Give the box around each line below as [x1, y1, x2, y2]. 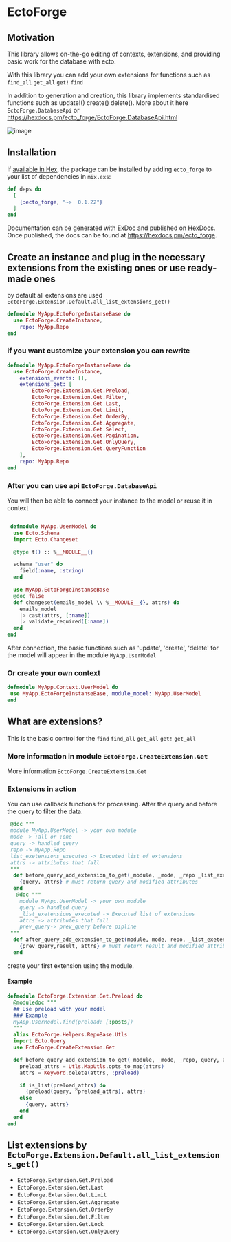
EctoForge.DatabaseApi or [7, 106, 80, 114]
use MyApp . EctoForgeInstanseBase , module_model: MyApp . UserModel [10, 690, 201, 697]
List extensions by [7, 1140, 87, 1152]
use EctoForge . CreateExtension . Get [13, 1044, 115, 1051]
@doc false [13, 592, 45, 599]
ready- [187, 262, 217, 273]
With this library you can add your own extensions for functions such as [7, 70, 211, 79]
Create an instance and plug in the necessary [7, 251, 206, 263]
